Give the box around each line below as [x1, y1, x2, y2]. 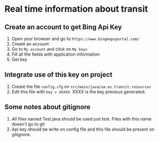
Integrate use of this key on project [4, 71, 113, 79]
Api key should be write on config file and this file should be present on [11, 126, 155, 132]
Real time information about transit [4, 3, 148, 15]
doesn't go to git [11, 121, 45, 127]
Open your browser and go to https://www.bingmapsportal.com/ [11, 36, 140, 41]
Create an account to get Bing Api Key [4, 23, 122, 31]
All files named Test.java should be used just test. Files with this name [11, 116, 152, 122]
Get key [11, 57, 28, 62]
